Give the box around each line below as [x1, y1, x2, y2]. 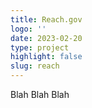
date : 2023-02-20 [10, 33, 83, 43]
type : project [10, 42, 70, 53]
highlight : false [10, 52, 83, 62]
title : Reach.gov [10, 14, 83, 25]
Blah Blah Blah [10, 89, 70, 100]
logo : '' [10, 24, 47, 34]
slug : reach [10, 61, 60, 71]
